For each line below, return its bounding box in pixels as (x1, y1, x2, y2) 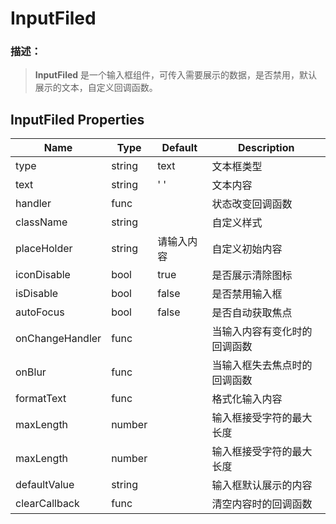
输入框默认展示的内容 (211, 478, 313, 492)
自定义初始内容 (211, 242, 283, 256)
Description (238, 141, 295, 155)
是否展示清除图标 (211, 268, 293, 282)
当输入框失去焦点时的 (211, 358, 313, 372)
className (15, 215, 68, 229)
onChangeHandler (15, 332, 102, 346)
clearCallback (15, 497, 80, 511)
